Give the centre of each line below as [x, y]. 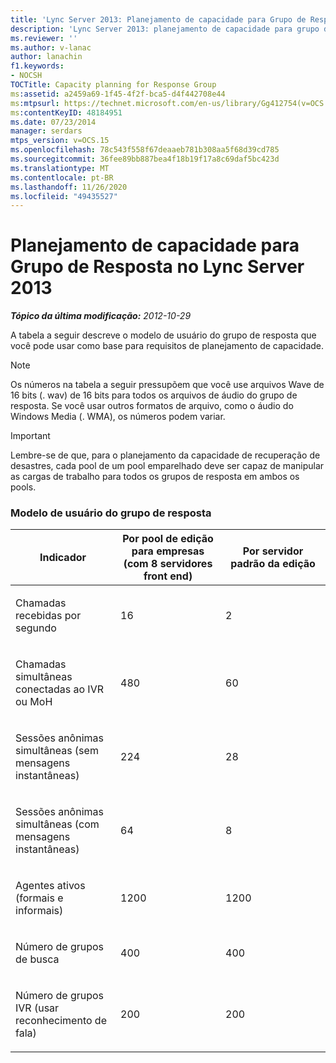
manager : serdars [46, 131]
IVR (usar [37, 1008]
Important [30, 436]
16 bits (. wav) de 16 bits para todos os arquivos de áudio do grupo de [154, 395]
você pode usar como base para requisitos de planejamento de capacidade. [167, 346]
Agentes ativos [50, 886]
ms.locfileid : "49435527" [64, 196]
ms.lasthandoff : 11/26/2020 [69, 187]
